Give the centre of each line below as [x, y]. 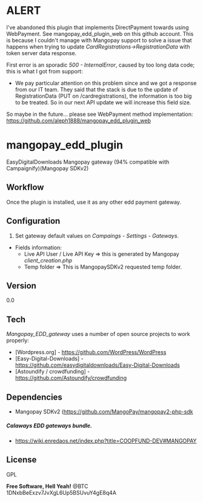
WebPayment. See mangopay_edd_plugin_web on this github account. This [100, 33]
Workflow [25, 188]
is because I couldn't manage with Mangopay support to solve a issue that [99, 40]
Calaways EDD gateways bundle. [49, 426]
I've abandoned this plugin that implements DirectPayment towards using [98, 27]
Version [21, 286]
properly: [18, 341]
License [22, 460]
